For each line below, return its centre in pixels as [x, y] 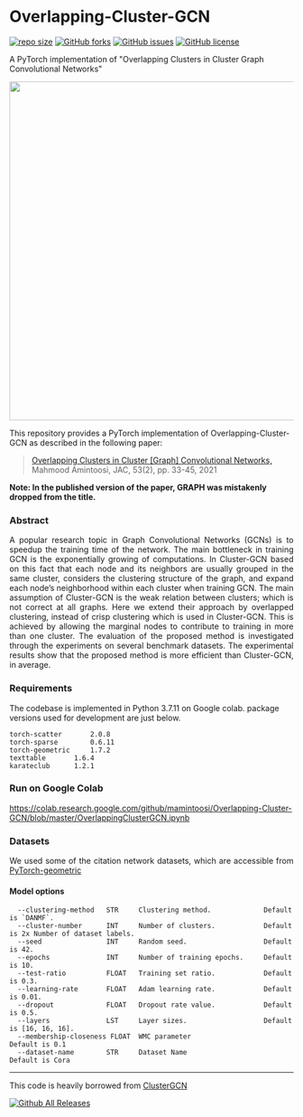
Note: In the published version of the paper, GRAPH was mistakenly [138, 487]
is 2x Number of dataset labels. [72, 934]
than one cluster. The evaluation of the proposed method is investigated [151, 636]
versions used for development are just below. [95, 718]
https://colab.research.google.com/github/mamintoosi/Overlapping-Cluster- [151, 808]
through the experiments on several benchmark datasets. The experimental [151, 646]
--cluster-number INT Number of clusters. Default [155, 926]
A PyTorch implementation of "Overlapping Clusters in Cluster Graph [137, 59]
